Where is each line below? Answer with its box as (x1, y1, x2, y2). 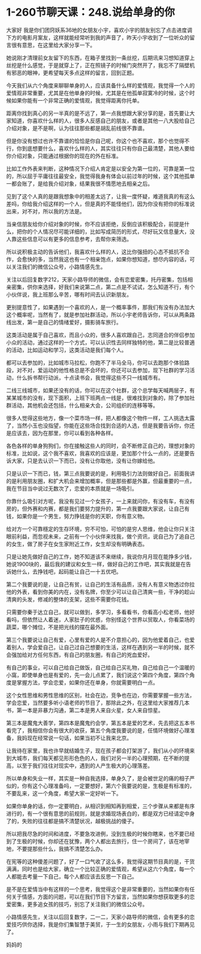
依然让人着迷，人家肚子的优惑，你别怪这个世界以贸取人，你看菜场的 (26, 615, 195, 623)
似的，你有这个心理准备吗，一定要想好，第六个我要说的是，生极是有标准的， (6, 782, 195, 789)
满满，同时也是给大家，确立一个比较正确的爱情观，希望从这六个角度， (6, 865, 179, 873)
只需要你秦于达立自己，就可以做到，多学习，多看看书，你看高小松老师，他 (6, 608, 190, 615)
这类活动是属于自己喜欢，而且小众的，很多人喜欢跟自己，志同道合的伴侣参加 (6, 331, 195, 339)
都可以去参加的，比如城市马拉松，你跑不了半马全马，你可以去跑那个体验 (6, 359, 184, 366)
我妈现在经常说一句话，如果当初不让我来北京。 (16, 734, 132, 741)
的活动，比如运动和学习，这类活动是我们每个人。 (6, 346, 127, 354)
